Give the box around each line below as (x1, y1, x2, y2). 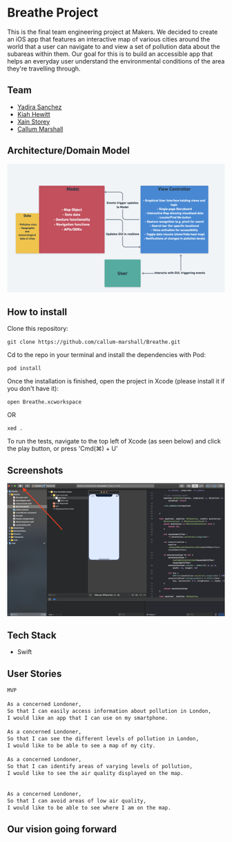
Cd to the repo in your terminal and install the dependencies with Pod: (7, 351, 206, 359)
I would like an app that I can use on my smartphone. (7, 715, 168, 722)
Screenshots (7, 464, 64, 476)
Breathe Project (7, 5, 99, 21)
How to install (7, 306, 68, 318)
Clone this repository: (7, 325, 69, 333)
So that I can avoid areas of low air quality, (7, 798, 147, 805)
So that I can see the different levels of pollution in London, (7, 736, 199, 743)
